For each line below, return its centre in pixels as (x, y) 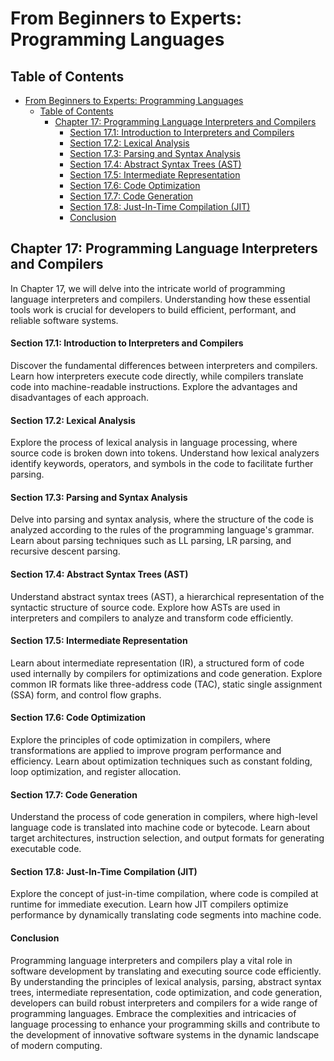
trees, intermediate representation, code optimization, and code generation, (166, 992)
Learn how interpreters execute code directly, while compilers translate (157, 376)
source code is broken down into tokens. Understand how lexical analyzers (165, 453)
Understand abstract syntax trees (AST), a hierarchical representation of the (167, 596)
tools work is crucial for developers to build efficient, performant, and (153, 309)
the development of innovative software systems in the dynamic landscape (165, 1034)
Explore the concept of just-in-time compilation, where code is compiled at (164, 894)
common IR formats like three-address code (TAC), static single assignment (166, 684)
